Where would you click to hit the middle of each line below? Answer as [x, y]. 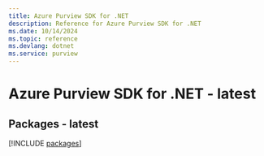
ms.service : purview [43, 54]
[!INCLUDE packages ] [45, 143]
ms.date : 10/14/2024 [43, 31]
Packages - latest [54, 124]
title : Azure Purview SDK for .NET [69, 16]
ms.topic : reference [43, 39]
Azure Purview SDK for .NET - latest [132, 94]
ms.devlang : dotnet [41, 46]
